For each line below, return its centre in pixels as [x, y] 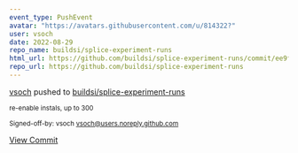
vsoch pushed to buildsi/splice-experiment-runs [97, 92]
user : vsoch [31, 34]
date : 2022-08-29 [41, 42]
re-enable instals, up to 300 [51, 108]
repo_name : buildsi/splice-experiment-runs [91, 50]
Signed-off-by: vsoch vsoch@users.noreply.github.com [94, 123]
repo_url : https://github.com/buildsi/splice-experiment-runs [126, 67]
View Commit [34, 140]
